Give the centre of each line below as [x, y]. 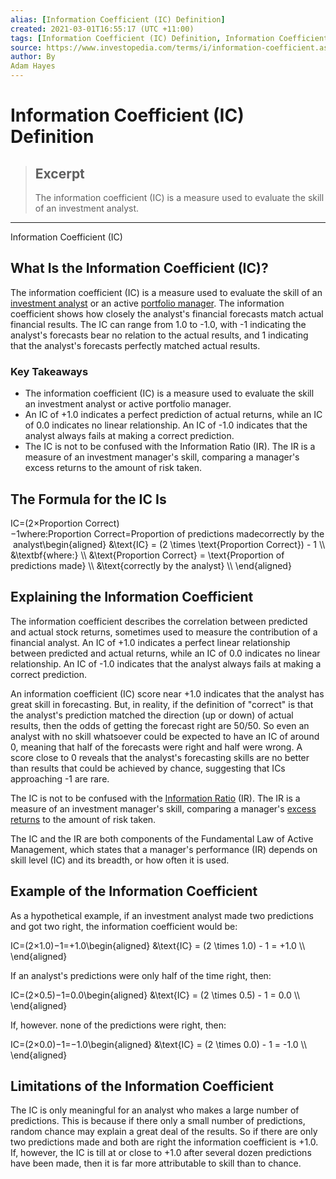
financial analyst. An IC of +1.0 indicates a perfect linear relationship [150, 642]
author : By [33, 57]
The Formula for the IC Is [88, 499]
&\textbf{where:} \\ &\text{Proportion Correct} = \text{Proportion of [147, 555]
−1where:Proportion [51, 533]
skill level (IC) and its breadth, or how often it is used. [120, 860]
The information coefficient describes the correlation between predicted [159, 621]
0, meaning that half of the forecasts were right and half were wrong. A [156, 747]
